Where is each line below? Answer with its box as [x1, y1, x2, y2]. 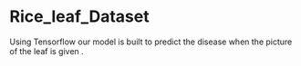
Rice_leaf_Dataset [9, 6, 150, 27]
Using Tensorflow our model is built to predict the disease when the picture [9, 36, 293, 47]
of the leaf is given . [9, 45, 84, 56]
